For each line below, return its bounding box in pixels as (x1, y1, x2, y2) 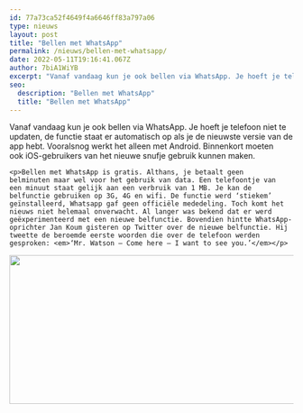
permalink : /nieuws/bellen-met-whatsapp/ (9, 47, 168, 56)
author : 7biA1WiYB (9, 64, 78, 73)
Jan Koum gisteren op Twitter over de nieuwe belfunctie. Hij (49, 223, 289, 233)
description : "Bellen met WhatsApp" (17, 88, 155, 97)
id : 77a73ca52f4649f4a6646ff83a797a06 (9, 13, 155, 23)
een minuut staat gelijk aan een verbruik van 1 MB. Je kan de (9, 184, 252, 193)
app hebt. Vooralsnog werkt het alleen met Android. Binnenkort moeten (9, 141, 274, 151)
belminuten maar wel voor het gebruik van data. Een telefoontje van (9, 176, 277, 185)
